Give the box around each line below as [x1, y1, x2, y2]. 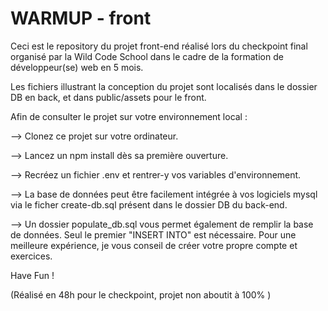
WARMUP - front [10, 7, 152, 30]
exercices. [10, 250, 53, 262]
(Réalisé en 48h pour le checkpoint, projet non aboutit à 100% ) [10, 288, 272, 301]
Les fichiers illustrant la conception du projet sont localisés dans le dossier [10, 80, 318, 92]
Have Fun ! [10, 269, 55, 281]
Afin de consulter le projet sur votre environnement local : [10, 110, 248, 122]
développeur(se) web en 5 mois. [10, 61, 144, 73]
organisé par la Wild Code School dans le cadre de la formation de [10, 50, 284, 62]
